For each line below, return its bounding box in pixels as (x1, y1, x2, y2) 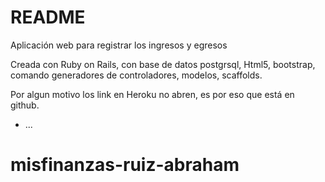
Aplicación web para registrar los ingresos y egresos (10, 39, 228, 51)
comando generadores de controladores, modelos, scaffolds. (10, 69, 263, 81)
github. (10, 99, 40, 111)
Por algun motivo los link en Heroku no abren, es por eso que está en (10, 88, 295, 100)
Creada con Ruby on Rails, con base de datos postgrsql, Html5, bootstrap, (10, 58, 316, 70)
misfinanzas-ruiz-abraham (10, 154, 240, 176)
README (10, 6, 86, 29)
